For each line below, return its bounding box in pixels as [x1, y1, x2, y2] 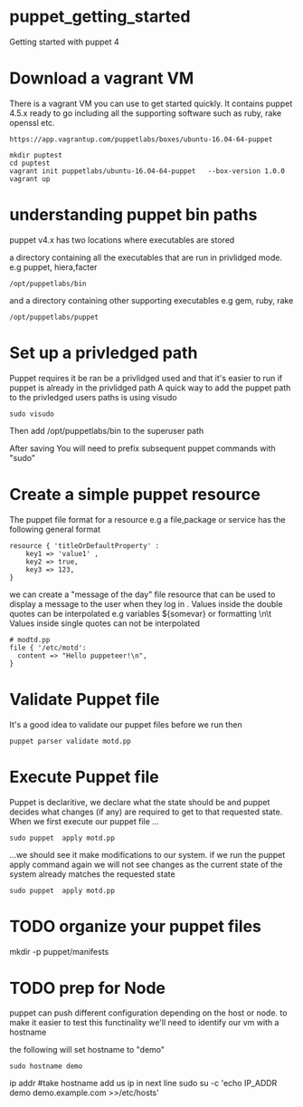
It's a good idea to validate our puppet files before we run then [9, 718, 242, 730]
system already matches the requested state [9, 868, 175, 880]
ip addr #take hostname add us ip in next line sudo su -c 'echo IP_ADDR [9, 1078, 278, 1089]
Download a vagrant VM [9, 68, 194, 89]
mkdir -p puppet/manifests [9, 946, 109, 957]
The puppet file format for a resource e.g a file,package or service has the [9, 514, 286, 525]
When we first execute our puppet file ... [9, 815, 160, 826]
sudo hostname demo [9, 1062, 83, 1071]
